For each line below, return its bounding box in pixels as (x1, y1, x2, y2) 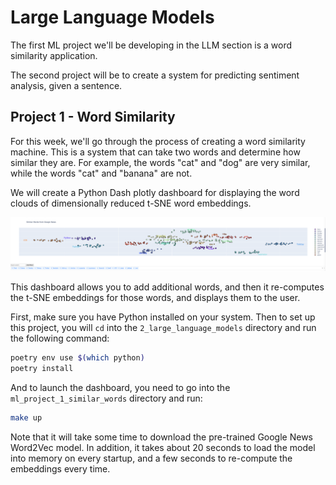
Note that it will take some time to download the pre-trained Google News (10, 431, 313, 443)
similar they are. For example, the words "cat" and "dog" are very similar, (10, 156, 311, 168)
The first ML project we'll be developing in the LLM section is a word (10, 39, 293, 51)
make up (10, 413, 43, 423)
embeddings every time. (10, 463, 111, 475)
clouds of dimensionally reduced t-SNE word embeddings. (10, 197, 252, 209)
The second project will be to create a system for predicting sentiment (10, 69, 300, 81)
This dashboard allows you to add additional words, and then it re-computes (10, 281, 325, 293)
